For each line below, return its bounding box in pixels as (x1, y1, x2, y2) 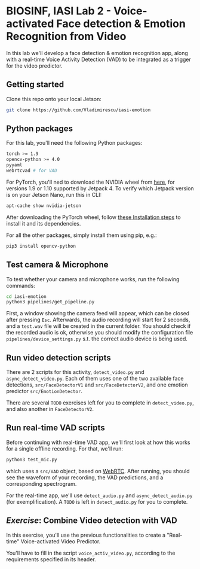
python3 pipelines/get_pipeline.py (6, 299, 95, 305)
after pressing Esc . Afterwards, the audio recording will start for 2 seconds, (6, 316, 190, 324)
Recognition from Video (6, 30, 127, 43)
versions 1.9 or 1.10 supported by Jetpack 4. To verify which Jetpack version (6, 184, 194, 192)
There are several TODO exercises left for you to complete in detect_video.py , (6, 399, 194, 406)
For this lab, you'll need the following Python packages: (6, 139, 143, 147)
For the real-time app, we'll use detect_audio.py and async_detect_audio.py (6, 492, 193, 499)
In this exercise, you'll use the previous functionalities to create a (6, 531, 166, 538)
